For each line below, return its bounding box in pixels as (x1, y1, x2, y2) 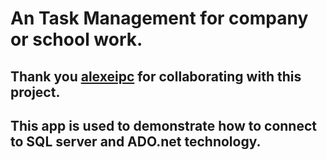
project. (10, 83, 61, 101)
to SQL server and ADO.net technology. (10, 133, 262, 150)
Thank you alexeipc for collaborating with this (10, 68, 302, 85)
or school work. (10, 28, 143, 51)
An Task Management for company (10, 7, 309, 30)
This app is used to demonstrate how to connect (10, 117, 317, 134)
